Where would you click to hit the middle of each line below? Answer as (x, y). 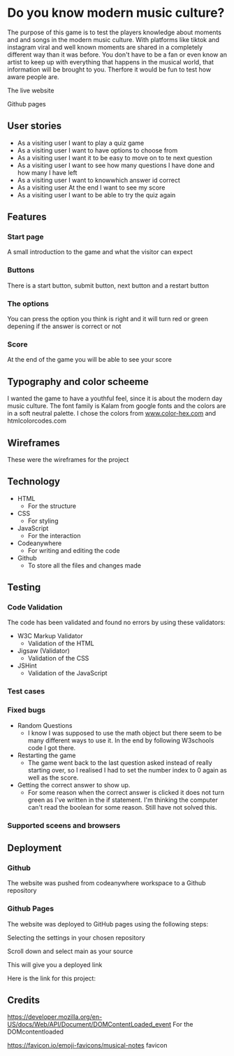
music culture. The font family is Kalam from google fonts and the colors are (117, 406)
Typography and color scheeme (78, 382)
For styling (43, 521)
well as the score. (53, 777)
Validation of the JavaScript (67, 673)
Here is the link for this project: (52, 978)
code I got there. (52, 747)
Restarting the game (46, 755)
